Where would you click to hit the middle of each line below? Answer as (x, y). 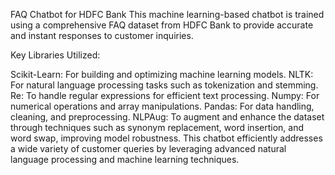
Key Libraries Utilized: (55, 55)
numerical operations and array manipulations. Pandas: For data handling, (162, 106)
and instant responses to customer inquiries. (102, 35)
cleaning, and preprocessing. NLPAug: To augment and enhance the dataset (167, 117)
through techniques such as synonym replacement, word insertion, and (157, 127)
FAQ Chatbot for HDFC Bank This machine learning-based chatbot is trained (167, 14)
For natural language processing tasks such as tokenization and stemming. (164, 85)
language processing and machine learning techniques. (125, 159)
